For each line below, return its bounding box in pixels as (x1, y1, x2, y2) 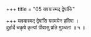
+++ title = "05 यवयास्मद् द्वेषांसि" (6, 6, 75, 12)
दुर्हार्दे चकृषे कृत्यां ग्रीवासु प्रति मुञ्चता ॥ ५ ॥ (6, 24, 86, 31)
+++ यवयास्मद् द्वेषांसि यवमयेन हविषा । (6, 18, 79, 24)
